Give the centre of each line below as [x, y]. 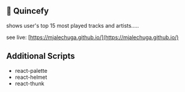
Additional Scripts [41, 56]
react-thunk [29, 83]
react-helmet [31, 77]
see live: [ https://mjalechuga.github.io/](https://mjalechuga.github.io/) [92, 37]
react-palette [31, 70]
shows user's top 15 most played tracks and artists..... [73, 25]
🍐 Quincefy [28, 11]
